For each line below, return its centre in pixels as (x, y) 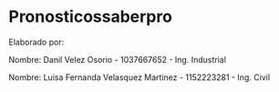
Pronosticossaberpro (90, 17)
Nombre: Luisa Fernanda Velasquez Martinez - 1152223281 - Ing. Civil (139, 77)
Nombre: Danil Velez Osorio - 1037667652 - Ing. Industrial (118, 59)
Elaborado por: (36, 42)
